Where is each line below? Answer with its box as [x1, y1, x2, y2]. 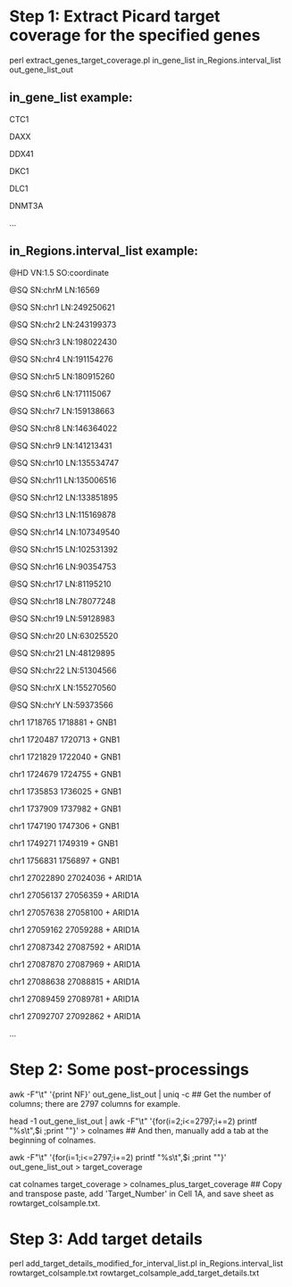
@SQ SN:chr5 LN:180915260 [9, 370, 115, 381]
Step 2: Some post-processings [9, 1059, 250, 1079]
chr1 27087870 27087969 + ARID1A [9, 959, 141, 969]
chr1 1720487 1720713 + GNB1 [9, 734, 121, 744]
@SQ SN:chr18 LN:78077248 [9, 595, 116, 606]
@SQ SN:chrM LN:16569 [9, 284, 100, 295]
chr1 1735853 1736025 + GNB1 [9, 785, 122, 796]
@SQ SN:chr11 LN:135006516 [9, 475, 117, 486]
